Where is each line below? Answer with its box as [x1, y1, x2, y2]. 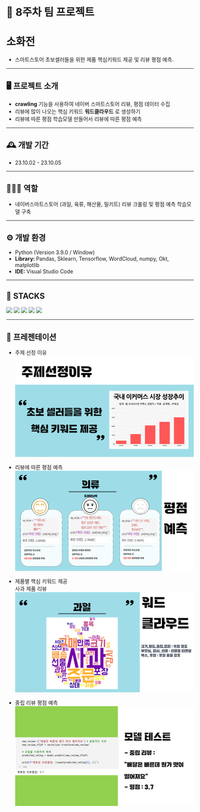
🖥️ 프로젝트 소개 [6, 81, 58, 91]
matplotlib [14, 261, 40, 269]
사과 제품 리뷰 [14, 585, 47, 593]
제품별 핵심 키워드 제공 [14, 578, 68, 585]
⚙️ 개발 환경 [6, 233, 46, 243]
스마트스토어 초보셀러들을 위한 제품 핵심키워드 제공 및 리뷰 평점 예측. [14, 56, 174, 63]
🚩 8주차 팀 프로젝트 [6, 5, 95, 19]
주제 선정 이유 [14, 349, 47, 356]
